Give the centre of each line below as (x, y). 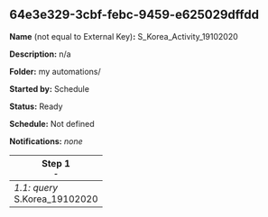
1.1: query (36, 187)
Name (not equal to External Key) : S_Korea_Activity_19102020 (124, 36)
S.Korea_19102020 (56, 199)
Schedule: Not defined (52, 123)
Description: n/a (40, 54)
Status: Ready (36, 106)
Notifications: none (46, 141)
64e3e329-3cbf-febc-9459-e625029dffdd (134, 15)
